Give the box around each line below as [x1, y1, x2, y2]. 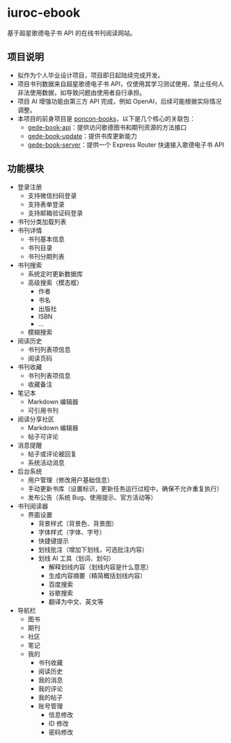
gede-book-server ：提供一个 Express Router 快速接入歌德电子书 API [27, 141, 225, 149]
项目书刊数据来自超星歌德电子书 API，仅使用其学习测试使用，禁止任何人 [17, 79, 225, 88]
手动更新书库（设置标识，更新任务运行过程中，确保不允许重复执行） [27, 484, 223, 493]
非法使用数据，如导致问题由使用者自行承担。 [17, 88, 146, 97]
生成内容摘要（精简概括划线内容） [48, 571, 147, 580]
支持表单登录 [27, 200, 65, 208]
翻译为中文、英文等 [48, 597, 104, 606]
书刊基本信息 [27, 234, 65, 243]
